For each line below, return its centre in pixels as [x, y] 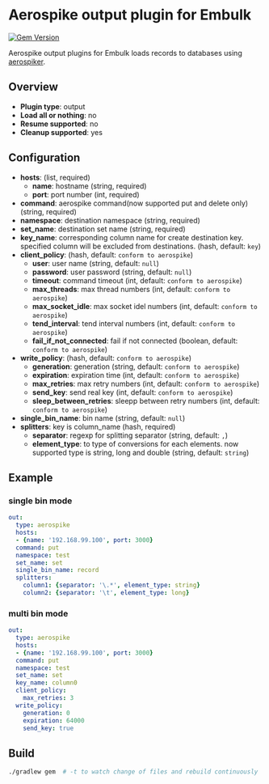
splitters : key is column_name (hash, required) [98, 426]
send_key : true [48, 728]
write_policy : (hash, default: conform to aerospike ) [106, 358]
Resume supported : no [59, 124]
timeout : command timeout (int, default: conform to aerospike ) [137, 280]
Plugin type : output [53, 106]
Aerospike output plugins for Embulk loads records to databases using [125, 53]
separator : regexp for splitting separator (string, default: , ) [130, 435]
